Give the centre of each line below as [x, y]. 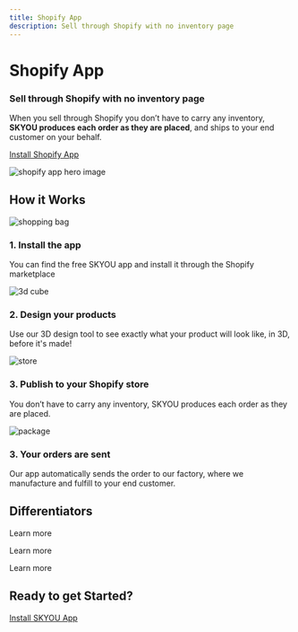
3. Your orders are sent [60, 454]
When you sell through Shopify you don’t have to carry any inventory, [137, 118]
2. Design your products [63, 315]
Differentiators [51, 511]
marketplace [32, 274]
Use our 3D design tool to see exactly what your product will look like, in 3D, [150, 334]
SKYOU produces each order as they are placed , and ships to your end [142, 127]
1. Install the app [46, 245]
